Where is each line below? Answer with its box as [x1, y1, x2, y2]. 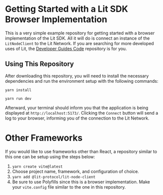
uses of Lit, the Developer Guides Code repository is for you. [5, 46, 127, 51]
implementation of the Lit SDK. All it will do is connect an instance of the [5, 35, 150, 41]
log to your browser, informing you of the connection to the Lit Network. [5, 115, 150, 121]
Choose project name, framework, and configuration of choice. [12, 168, 139, 174]
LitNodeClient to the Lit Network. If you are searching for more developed [5, 40, 154, 46]
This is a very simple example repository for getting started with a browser [5, 30, 155, 36]
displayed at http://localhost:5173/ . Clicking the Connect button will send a [5, 110, 159, 116]
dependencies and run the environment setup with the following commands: [5, 78, 159, 84]
